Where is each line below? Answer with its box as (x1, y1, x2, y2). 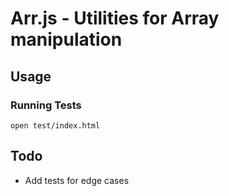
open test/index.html (10, 120, 101, 131)
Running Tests (10, 98, 82, 112)
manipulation (10, 28, 123, 51)
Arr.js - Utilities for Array (10, 7, 220, 30)
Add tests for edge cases (24, 174, 130, 186)
